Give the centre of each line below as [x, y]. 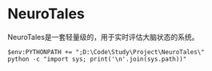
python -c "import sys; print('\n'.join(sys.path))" [97, 59]
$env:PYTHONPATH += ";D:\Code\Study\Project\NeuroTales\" [106, 52]
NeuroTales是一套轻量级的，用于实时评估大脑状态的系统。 [103, 37]
